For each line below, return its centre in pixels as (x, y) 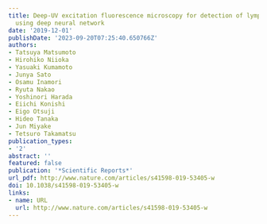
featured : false (35, 164)
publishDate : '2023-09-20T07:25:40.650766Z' (83, 38)
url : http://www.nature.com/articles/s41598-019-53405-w (112, 207)
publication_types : (41, 141)
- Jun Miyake (30, 126)
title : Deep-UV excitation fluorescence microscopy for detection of (126, 15)
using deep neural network (60, 23)
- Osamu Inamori (35, 82)
